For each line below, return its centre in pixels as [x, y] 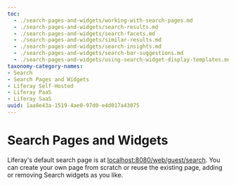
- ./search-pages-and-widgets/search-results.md [86, 27]
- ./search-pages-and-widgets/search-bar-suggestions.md [99, 54]
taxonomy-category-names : [45, 66]
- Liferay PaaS [29, 92]
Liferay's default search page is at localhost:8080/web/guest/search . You [114, 160]
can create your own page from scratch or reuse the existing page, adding [115, 167]
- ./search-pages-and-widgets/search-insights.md [87, 46]
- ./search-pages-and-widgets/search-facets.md [85, 33]
